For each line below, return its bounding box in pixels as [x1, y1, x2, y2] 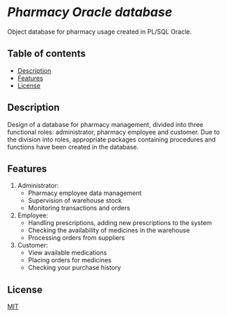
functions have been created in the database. [7, 142, 139, 151]
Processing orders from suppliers [27, 234, 125, 242]
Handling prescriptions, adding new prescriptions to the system [27, 219, 212, 227]
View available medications [27, 248, 108, 257]
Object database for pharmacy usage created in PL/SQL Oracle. [7, 27, 192, 36]
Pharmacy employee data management [27, 189, 142, 197]
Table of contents [7, 48, 86, 60]
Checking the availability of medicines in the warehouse [27, 226, 190, 235]
